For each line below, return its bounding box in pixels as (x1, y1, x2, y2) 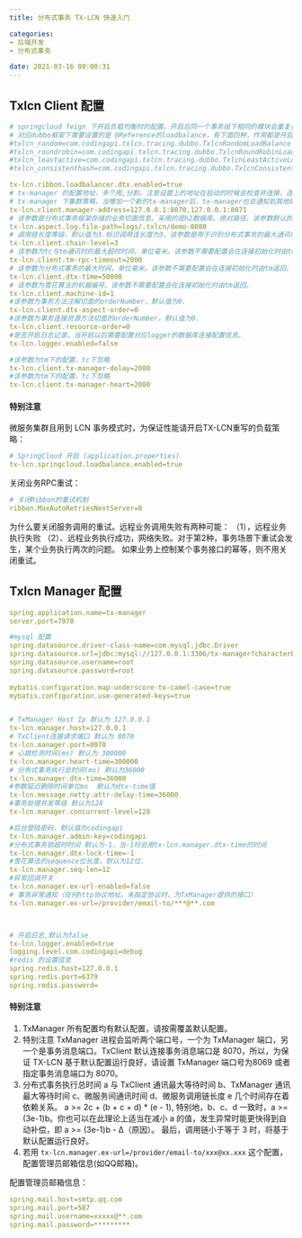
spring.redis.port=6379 (9, 973, 99, 982)
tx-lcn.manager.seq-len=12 (9, 865, 111, 875)
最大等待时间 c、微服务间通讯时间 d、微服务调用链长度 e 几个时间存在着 (22, 1091, 290, 1101)
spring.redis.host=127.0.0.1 (9, 964, 119, 974)
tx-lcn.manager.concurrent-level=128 (9, 807, 151, 816)
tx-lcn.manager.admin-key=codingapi (9, 832, 147, 841)
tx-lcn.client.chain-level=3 (9, 239, 119, 248)
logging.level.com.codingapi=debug (9, 948, 143, 957)
